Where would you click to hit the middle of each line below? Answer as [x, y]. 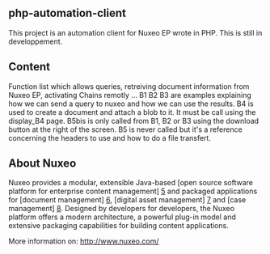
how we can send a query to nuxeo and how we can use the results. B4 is [131, 104]
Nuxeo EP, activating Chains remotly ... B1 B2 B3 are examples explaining [130, 95]
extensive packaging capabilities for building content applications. [118, 226]
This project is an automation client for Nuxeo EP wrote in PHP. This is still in [135, 32]
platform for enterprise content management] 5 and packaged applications [133, 191]
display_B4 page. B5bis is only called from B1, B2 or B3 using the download [134, 121]
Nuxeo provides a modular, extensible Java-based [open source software [131, 183]
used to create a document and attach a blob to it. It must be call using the [132, 112]
